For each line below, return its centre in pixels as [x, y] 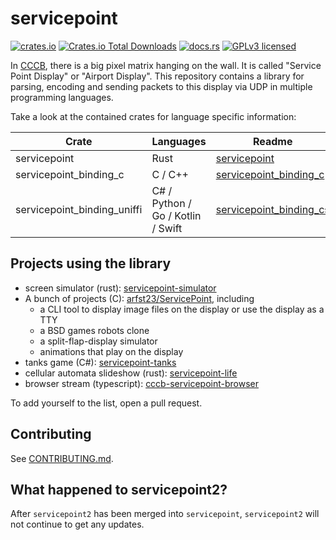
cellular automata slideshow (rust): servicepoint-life [131, 373]
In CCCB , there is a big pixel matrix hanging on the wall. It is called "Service [166, 65]
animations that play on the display [111, 351]
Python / [171, 203]
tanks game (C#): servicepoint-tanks [100, 362]
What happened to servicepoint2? [119, 489]
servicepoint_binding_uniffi [79, 209]
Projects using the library [91, 263]
